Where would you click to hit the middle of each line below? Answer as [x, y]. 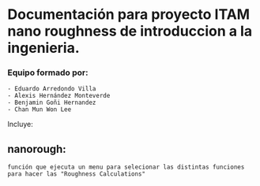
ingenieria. [43, 48]
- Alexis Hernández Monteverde [59, 96]
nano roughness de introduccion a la [130, 31]
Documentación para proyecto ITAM [129, 15]
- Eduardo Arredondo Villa [52, 89]
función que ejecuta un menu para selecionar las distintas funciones [126, 167]
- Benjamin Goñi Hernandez [52, 103]
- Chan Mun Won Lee [40, 110]
